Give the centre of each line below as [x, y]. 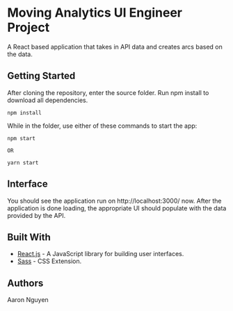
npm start [22, 138]
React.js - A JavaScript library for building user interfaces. [101, 254]
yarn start [23, 162]
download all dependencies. [48, 100]
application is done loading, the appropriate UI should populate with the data [117, 208]
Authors [25, 283]
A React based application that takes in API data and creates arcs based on [115, 47]
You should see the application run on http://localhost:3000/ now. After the [114, 201]
